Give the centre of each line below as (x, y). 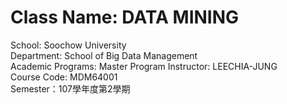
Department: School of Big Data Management (104, 55)
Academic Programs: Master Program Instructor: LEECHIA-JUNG (144, 66)
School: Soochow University (68, 45)
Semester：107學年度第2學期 (70, 88)
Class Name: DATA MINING (125, 17)
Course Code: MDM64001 (64, 77)
